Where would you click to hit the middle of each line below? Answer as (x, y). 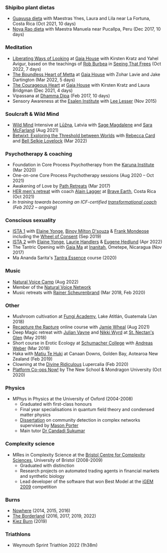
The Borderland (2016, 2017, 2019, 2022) (54, 516)
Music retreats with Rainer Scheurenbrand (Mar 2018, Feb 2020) (79, 292)
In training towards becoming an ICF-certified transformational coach (84, 202)
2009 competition (38, 487)
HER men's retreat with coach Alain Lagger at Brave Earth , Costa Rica (84, 192)
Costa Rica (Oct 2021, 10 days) (44, 24)
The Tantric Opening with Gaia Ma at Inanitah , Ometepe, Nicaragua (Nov (87, 247)
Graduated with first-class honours (56, 404)
